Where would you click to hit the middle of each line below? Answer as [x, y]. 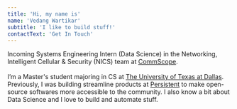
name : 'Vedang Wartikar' [44, 21]
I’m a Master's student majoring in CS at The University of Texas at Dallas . [116, 77]
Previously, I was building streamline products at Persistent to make [106, 84]
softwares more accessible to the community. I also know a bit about [130, 92]
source [18, 92]
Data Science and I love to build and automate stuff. [83, 100]
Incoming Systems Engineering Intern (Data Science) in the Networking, [112, 54]
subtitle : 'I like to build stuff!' [61, 27]
